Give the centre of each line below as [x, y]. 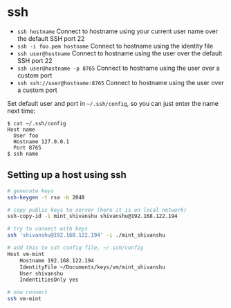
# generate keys [30, 191]
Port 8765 [27, 147]
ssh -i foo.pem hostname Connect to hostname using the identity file [115, 46]
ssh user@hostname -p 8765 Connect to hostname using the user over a [118, 68]
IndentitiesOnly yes [49, 280]
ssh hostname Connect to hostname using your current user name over [118, 31]
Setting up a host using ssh [67, 175]
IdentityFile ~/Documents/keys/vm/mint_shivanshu [93, 267]
